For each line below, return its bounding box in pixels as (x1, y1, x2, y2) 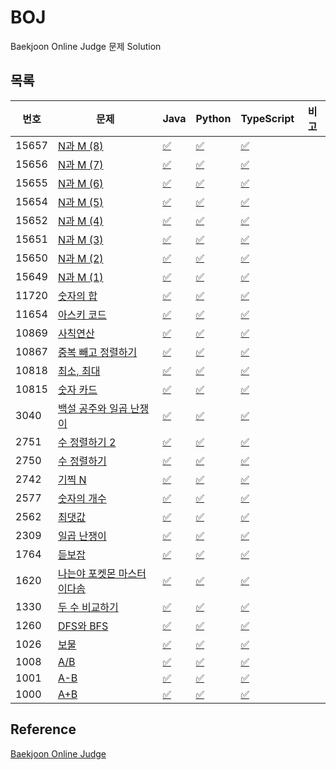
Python (195, 111, 232, 125)
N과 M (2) (57, 251, 104, 265)
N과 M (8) (57, 139, 104, 153)
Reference (10, 721, 77, 738)
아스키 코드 (57, 307, 107, 321)
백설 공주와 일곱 (57, 401, 128, 415)
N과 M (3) (57, 232, 104, 246)
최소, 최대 (57, 364, 101, 378)
